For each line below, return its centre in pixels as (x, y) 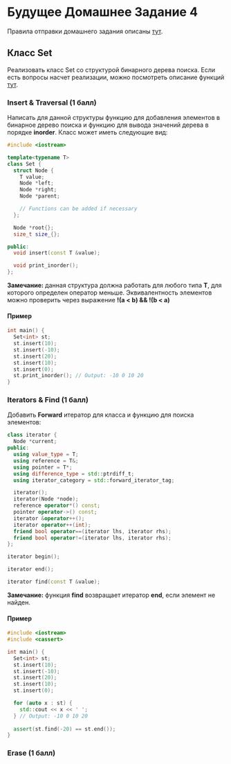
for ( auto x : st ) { (43, 703)
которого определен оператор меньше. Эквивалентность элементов (110, 293)
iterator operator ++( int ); (52, 525)
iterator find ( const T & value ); (54, 582)
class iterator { (32, 435)
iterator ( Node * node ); (46, 499)
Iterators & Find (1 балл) (48, 400)
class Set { (24, 164)
